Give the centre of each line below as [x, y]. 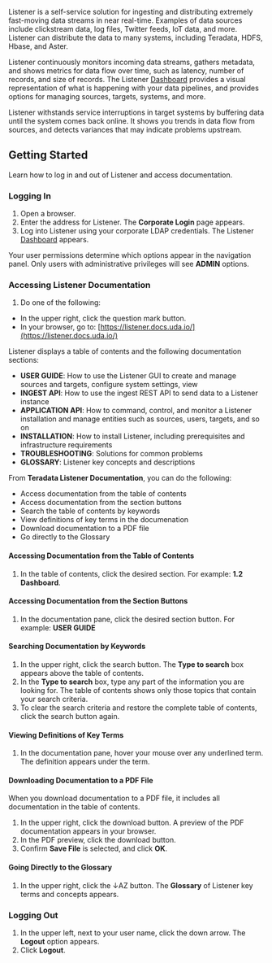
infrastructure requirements [66, 445]
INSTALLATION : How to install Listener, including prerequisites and [132, 436]
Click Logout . [43, 950]
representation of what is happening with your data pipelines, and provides [134, 88]
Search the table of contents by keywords [90, 511]
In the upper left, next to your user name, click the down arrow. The [133, 932]
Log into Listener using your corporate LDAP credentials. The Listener [137, 231]
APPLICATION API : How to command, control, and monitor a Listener [136, 411]
